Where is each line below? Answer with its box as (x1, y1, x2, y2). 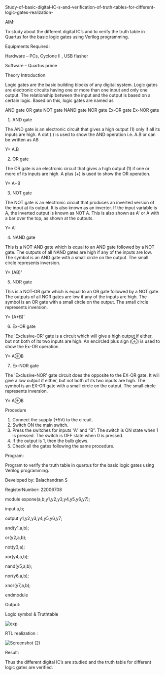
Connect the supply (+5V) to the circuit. (12, 417, 93, 422)
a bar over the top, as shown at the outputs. (5, 215, 94, 221)
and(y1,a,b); (5, 525, 30, 531)
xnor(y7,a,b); (5, 583, 31, 588)
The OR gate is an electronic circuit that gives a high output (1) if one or (5, 166, 150, 171)
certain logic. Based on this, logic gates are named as (5, 97, 114, 103)
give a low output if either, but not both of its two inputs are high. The (5, 378, 146, 383)
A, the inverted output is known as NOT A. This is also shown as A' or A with (5, 210, 160, 216)
